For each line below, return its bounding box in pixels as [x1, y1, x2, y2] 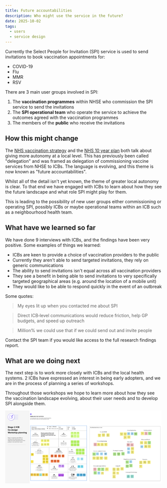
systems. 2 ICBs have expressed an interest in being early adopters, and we [5, 375, 161, 381]
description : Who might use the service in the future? [5, 13, 123, 18]
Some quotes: [5, 293, 34, 299]
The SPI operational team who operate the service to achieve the [12, 110, 147, 115]
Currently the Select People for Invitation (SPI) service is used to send [5, 49, 148, 54]
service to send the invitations [12, 104, 75, 110]
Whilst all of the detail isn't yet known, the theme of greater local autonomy [5, 178, 159, 184]
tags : [5, 24, 16, 29]
